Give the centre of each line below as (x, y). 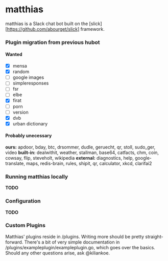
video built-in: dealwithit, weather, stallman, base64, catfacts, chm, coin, (82, 153)
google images (28, 77)
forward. (14, 242)
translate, (15, 163)
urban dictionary (30, 123)
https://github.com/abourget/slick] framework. (56, 29)
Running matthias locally (37, 177)
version (21, 112)
